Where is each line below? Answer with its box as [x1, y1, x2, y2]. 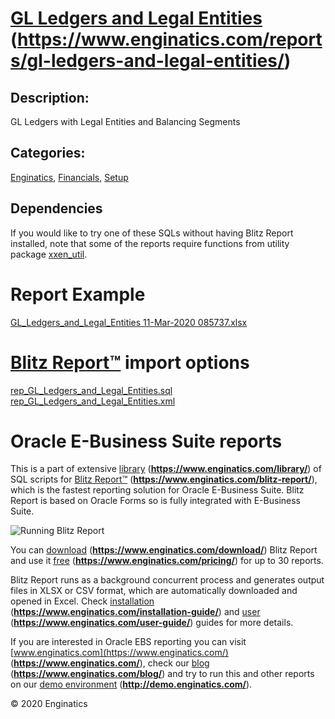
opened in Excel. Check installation [10, 595, 155, 607]
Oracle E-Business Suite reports [10, 430, 283, 452]
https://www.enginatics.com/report [17, 28, 323, 51]
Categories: [10, 145, 86, 162]
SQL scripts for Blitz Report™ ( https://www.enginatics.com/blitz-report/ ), [10, 473, 318, 486]
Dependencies [10, 200, 103, 217]
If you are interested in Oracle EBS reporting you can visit [10, 636, 247, 648]
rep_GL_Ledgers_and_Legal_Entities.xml [10, 395, 176, 407]
